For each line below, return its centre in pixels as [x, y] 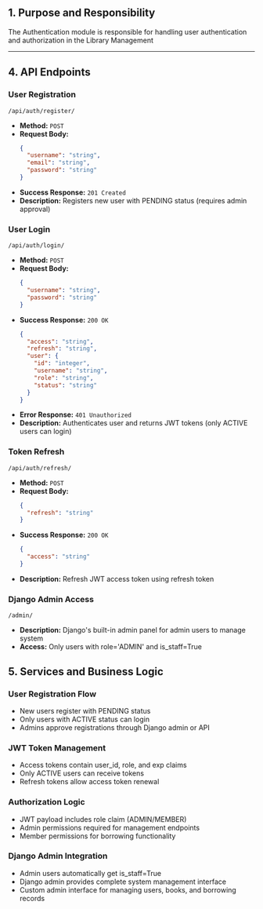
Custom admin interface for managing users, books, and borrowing [128, 889]
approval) [35, 209]
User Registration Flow [52, 694]
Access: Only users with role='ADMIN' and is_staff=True [110, 647]
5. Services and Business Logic [86, 672]
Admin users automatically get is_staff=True [90, 873]
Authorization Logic [47, 802]
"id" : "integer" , [62, 363]
